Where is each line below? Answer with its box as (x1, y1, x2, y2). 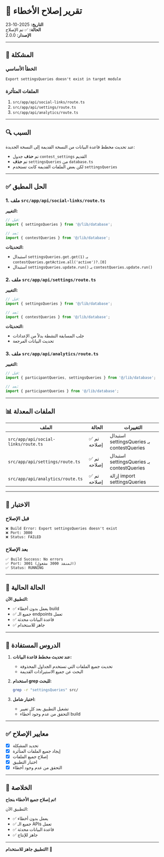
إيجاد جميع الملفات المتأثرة (12, 748, 61, 754)
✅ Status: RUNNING (5, 565, 44, 570)
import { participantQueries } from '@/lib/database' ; (5, 389, 119, 393)
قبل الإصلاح (5, 515, 30, 522)
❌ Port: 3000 (5, 530, 33, 535)
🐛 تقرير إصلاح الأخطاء (5, 5, 82, 17)
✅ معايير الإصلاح (5, 730, 49, 738)
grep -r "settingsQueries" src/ (12, 687, 78, 692)
